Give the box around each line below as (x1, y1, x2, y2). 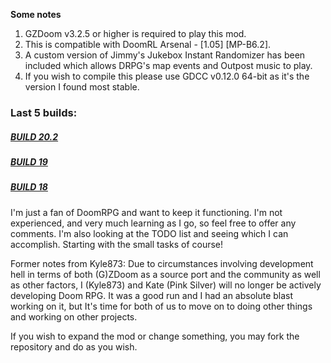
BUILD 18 (10, 181, 48, 193)
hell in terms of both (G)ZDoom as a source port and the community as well (10, 268, 321, 280)
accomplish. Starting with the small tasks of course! (10, 238, 224, 250)
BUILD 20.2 (10, 130, 59, 143)
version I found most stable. (24, 81, 140, 93)
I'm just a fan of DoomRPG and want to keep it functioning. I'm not (10, 206, 283, 218)
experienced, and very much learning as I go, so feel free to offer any (10, 217, 297, 229)
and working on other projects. (10, 310, 138, 323)
